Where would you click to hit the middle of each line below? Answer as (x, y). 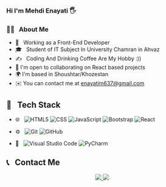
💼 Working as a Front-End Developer (62, 43)
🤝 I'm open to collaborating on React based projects (80, 68)
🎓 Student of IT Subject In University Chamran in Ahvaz (87, 49)
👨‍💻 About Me (27, 29)
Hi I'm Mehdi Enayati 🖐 (41, 10)
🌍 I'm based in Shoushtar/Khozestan (61, 74)
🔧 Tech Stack (33, 104)
